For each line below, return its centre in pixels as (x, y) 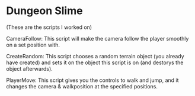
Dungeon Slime (44, 11)
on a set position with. (33, 45)
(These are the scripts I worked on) (49, 27)
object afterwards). (30, 68)
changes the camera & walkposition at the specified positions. (82, 86)
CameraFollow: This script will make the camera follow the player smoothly (97, 38)
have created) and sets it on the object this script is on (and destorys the (95, 62)
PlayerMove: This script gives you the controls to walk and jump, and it (92, 80)
